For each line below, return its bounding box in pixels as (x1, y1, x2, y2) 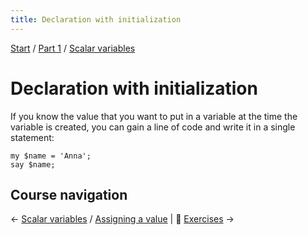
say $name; (10, 159, 56, 170)
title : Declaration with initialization (10, 14, 182, 25)
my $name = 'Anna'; (10, 151, 92, 161)
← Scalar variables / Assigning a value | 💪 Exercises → (10, 213, 235, 225)
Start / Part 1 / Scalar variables (10, 42, 136, 54)
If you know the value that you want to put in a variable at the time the (10, 110, 298, 122)
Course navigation (10, 186, 128, 203)
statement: (10, 131, 55, 143)
